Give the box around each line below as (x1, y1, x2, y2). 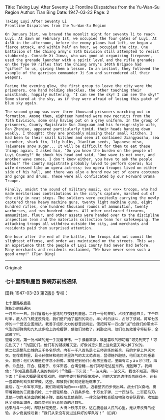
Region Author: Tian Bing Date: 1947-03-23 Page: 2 (5, 9, 110, 15)
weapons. (5, 75, 23, 80)
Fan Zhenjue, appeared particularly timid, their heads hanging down (5, 127, 151, 131)
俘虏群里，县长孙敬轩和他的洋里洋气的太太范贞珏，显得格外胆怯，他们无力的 (16, 353, 148, 358)
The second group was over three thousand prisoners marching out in (5, 109, 151, 114)
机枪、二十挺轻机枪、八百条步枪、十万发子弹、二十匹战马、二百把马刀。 (34, 390, 159, 395)
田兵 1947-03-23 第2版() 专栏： (5, 290, 69, 296)
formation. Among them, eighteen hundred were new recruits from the (5, 114, 151, 119)
